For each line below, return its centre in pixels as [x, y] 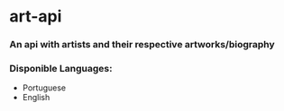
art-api [36, 17]
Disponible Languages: [61, 69]
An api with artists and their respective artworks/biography [142, 45]
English [36, 98]
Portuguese [44, 88]
